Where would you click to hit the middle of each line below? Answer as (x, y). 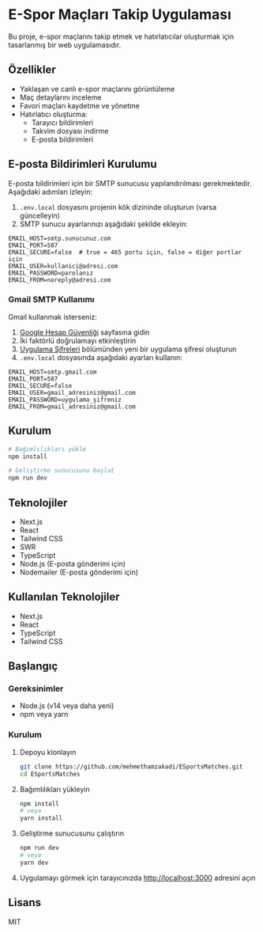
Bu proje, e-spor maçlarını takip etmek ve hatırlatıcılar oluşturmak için (121, 36)
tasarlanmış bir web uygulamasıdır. (65, 44)
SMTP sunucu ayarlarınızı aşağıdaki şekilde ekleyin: (103, 224)
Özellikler (32, 70)
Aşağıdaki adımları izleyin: (51, 192)
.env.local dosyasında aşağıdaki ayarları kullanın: (101, 357)
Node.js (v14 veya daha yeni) (67, 706)
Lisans (25, 903)
